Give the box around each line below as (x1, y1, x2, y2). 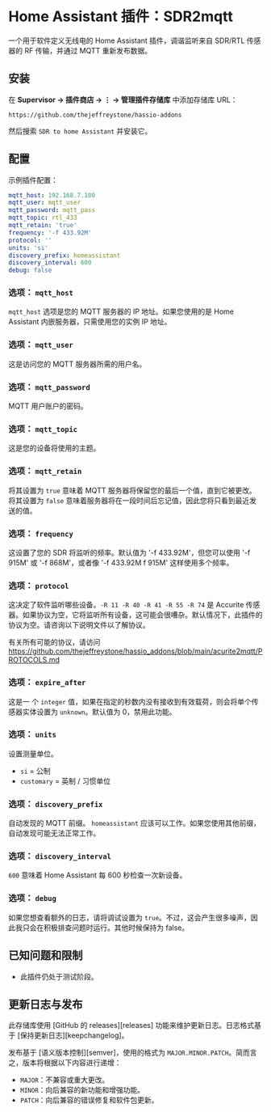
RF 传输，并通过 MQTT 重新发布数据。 (23, 45, 152, 55)
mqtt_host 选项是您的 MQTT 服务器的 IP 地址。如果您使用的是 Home (8, 307, 234, 316)
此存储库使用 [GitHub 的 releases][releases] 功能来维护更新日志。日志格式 (8, 1021, 255, 1030)
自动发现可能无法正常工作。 (8, 828, 101, 838)
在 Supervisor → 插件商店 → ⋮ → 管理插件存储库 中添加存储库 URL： (8, 95, 238, 104)
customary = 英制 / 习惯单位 (19, 776, 111, 785)
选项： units (8, 729, 56, 740)
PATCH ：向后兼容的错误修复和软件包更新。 (19, 1095, 159, 1105)
